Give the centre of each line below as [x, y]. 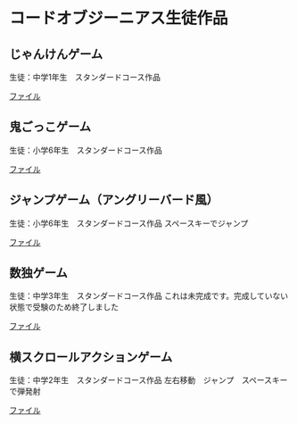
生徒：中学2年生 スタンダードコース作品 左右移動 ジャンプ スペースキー [148, 380]
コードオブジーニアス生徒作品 [119, 18]
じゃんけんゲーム [56, 54]
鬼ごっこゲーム [50, 127]
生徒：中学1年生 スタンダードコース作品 [85, 77]
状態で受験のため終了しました [64, 307]
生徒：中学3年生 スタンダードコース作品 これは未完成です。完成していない [149, 296]
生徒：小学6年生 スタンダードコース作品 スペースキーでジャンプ [129, 223]
